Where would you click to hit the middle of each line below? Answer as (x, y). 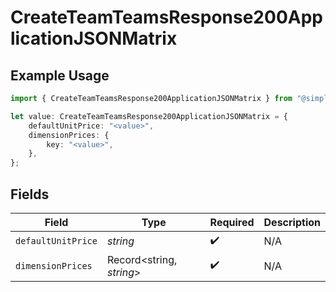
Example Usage (60, 75)
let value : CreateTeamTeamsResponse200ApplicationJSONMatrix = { (149, 116)
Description (292, 222)
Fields (30, 194)
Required (232, 222)
